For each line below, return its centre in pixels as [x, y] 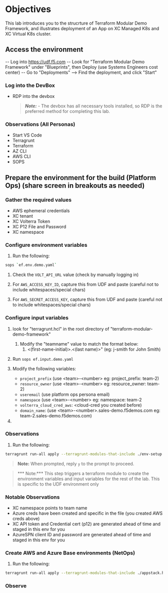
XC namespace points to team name [50, 508]
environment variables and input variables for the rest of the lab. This [88, 479]
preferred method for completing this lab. [67, 111]
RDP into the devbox [33, 96]
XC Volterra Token [31, 221]
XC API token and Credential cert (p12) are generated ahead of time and [86, 524]
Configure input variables [37, 318]
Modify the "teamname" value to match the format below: [79, 344]
